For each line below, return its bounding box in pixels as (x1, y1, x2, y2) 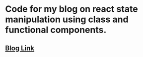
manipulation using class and (5, 14, 129, 25)
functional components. (5, 25, 107, 35)
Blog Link (5, 44, 35, 52)
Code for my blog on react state (5, 3, 138, 15)
